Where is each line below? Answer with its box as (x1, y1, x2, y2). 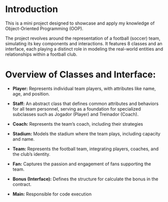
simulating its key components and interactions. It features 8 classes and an (5, 40, 162, 46)
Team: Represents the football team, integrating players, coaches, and (12, 146, 159, 152)
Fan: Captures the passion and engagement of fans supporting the (12, 161, 151, 167)
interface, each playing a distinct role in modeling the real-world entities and (5, 46, 163, 52)
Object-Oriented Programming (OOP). (5, 25, 84, 31)
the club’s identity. (12, 151, 51, 157)
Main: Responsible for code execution (12, 191, 92, 197)
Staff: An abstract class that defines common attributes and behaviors (12, 100, 159, 107)
